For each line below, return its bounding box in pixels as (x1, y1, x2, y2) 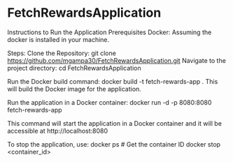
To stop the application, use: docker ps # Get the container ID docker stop (7, 140, 221, 148)
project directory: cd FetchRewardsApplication (7, 64, 141, 72)
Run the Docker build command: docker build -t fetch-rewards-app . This (7, 77, 218, 85)
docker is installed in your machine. (7, 35, 110, 43)
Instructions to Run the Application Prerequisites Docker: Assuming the (7, 28, 212, 36)
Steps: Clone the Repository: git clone (7, 49, 117, 57)
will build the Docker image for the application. (7, 84, 141, 93)
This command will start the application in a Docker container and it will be (7, 119, 223, 127)
